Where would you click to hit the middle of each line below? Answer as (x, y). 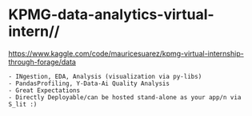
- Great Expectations (44, 90)
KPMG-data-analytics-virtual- (111, 15)
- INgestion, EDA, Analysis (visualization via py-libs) (105, 76)
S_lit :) (23, 104)
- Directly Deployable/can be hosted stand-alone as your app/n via (125, 97)
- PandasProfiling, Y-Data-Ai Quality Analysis (89, 83)
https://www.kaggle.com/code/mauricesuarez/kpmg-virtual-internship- (126, 53)
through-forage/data (42, 62)
